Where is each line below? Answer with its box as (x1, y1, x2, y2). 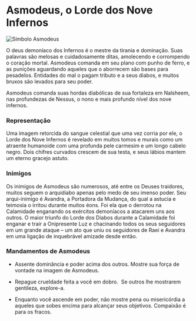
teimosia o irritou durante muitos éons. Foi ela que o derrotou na (6, 201, 162, 208)
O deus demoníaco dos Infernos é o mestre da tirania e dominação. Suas (6, 46, 183, 53)
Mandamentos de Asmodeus (6, 247, 90, 255)
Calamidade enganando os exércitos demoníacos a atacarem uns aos (6, 208, 175, 215)
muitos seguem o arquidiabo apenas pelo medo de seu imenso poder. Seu (6, 189, 187, 196)
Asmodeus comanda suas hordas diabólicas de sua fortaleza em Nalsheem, (6, 89, 190, 96)
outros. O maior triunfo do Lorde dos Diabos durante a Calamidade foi (6, 214, 175, 221)
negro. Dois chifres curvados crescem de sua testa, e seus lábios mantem (6, 148, 186, 156)
